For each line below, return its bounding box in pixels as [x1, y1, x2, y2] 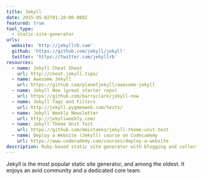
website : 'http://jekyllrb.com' [11, 43, 94, 49]
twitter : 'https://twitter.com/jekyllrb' [11, 54, 118, 60]
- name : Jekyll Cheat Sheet [11, 65, 83, 71]
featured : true [6, 20, 45, 26]
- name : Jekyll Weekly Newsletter [11, 110, 98, 116]
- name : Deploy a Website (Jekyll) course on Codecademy [11, 132, 158, 139]
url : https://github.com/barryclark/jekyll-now [17, 93, 139, 99]
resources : [6, 59, 34, 65]
